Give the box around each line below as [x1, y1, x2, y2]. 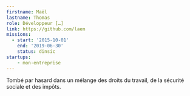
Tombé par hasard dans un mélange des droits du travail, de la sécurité [6, 77, 185, 84]
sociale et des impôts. [6, 83, 61, 90]
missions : [6, 32, 32, 38]
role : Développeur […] [6, 20, 64, 26]
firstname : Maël [6, 9, 47, 15]
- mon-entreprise [17, 60, 61, 66]
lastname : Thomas [6, 15, 50, 21]
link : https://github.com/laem [6, 26, 86, 32]
